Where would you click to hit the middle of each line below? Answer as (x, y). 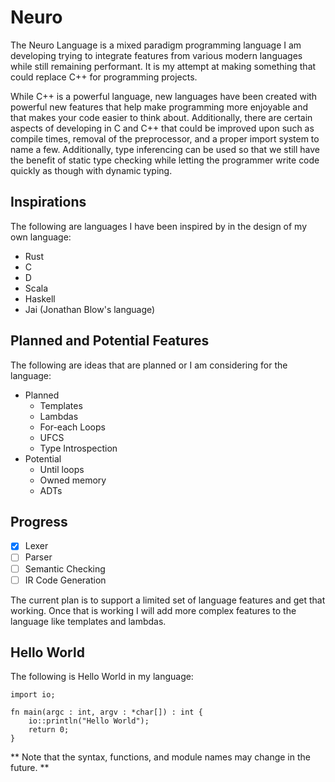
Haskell (40, 298)
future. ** (30, 768)
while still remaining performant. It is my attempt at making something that (163, 66)
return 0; (49, 730)
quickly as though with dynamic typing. (91, 170)
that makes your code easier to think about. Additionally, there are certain (161, 117)
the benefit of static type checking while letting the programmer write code (165, 160)
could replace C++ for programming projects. (104, 77)
